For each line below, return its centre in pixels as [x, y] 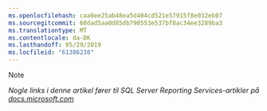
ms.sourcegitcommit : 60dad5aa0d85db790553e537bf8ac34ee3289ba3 [116, 23]
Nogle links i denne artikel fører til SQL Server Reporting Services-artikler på [134, 90]
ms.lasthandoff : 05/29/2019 [55, 45]
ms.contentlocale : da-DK [49, 38]
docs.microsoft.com [41, 99]
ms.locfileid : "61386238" [51, 52]
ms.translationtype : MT [48, 30]
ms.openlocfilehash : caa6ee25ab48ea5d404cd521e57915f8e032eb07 [116, 15]
